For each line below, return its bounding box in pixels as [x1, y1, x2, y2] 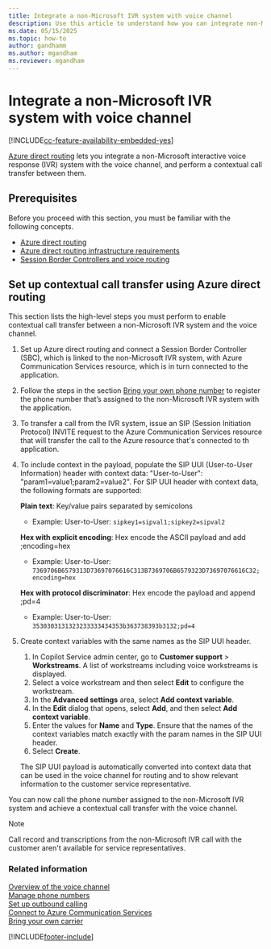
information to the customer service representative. [19, 780, 192, 789]
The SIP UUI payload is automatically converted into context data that [19, 762, 252, 771]
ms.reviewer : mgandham [8, 57, 85, 65]
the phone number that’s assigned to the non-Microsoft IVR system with [19, 395, 260, 404]
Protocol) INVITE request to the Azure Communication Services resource [19, 427, 263, 437]
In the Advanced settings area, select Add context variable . [31, 695, 235, 704]
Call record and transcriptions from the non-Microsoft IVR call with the [8, 834, 242, 844]
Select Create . [31, 746, 81, 756]
